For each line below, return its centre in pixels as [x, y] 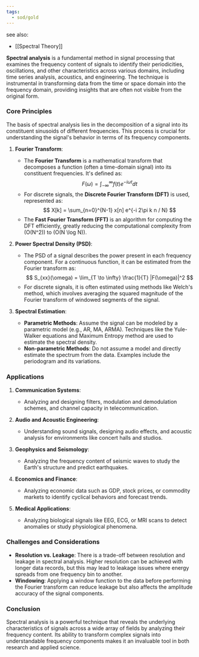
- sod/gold [25, 17]
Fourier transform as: [50, 268]
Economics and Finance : [46, 479]
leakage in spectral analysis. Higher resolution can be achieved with [99, 561]
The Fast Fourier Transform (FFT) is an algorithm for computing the [108, 220]
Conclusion [23, 608]
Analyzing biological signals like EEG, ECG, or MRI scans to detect [105, 520]
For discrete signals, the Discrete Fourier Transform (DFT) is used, [107, 194]
